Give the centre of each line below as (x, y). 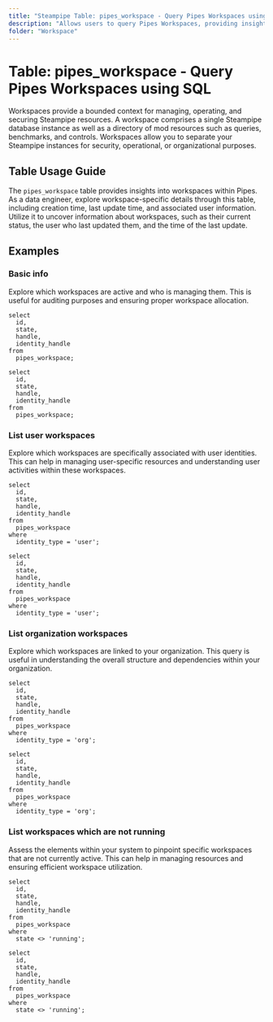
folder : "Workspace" (43, 31)
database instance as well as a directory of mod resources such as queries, (135, 128)
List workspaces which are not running (87, 832)
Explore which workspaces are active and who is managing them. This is (130, 291)
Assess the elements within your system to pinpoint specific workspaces (130, 850)
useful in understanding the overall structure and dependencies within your (134, 660)
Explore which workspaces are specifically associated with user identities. (133, 453)
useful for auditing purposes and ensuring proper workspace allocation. (129, 300)
